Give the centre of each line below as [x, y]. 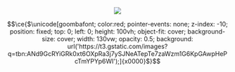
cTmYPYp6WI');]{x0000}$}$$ [118, 61]
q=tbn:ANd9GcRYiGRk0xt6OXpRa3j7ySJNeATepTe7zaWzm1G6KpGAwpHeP [118, 54]
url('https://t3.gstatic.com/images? [118, 46]
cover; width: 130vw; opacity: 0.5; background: [125, 39]
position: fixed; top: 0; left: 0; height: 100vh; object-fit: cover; [98, 31]
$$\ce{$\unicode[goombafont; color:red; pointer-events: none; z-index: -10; [118, 24]
